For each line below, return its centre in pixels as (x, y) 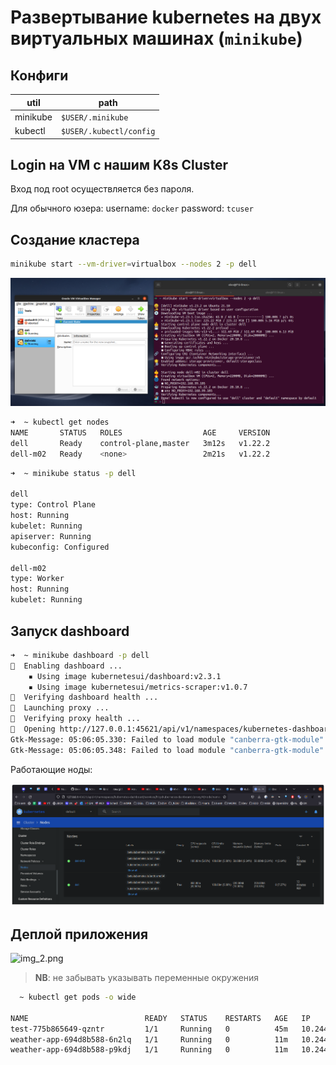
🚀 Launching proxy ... (60, 708)
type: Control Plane (53, 505)
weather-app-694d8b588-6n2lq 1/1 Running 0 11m (149, 1039)
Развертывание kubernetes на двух (166, 17)
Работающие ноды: (51, 769)
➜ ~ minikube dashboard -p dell (80, 655)
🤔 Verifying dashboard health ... (84, 697)
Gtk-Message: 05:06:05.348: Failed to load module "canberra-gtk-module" (167, 750)
